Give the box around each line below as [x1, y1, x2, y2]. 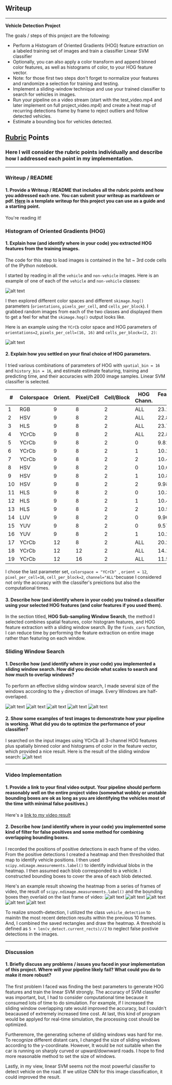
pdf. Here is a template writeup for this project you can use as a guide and [5, 198, 165, 204]
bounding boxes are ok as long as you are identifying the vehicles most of [5, 795, 165, 801]
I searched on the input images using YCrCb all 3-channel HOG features [5, 737, 158, 744]
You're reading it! [5, 214, 42, 221]
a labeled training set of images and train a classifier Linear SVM [12, 48, 149, 54]
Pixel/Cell [75, 394, 100, 401]
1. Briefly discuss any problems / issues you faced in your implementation [5, 961, 165, 967]
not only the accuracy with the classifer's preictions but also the [5, 579, 141, 585]
